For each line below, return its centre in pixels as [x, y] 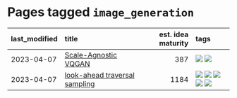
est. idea [174, 34]
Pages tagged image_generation [101, 12]
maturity [174, 43]
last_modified [34, 38]
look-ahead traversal [100, 75]
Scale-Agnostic [91, 55]
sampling [80, 83]
